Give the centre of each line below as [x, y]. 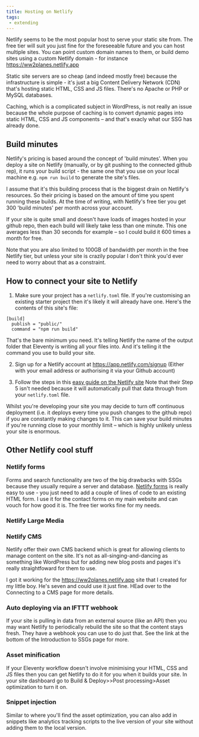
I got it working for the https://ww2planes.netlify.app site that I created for [97, 580]
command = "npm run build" [45, 329]
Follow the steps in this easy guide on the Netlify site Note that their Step [104, 382]
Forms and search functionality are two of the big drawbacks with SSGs [94, 480]
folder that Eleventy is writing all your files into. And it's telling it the [89, 347]
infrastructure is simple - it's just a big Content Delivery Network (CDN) [93, 82]
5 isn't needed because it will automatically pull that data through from [101, 388]
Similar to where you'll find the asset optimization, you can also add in [91, 715]
